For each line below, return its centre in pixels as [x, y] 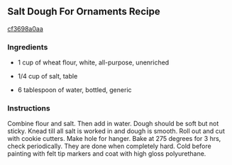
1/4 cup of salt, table [48, 76]
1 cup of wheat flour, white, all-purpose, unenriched [93, 62]
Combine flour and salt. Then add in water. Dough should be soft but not [113, 124]
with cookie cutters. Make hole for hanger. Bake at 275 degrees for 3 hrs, [114, 139]
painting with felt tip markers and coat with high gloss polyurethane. [107, 154]
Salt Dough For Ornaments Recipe [84, 12]
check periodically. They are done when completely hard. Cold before [109, 146]
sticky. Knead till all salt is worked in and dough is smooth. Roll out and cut [116, 131]
